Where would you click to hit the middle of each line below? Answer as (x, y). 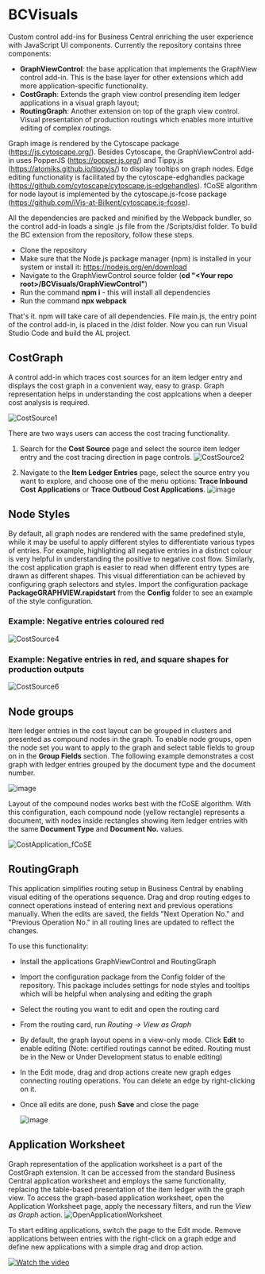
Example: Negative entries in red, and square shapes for (119, 659)
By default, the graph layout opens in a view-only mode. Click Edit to (132, 1040)
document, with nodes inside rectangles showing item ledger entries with (128, 820)
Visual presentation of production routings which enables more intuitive (136, 119)
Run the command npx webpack (73, 300)
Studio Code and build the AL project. (69, 333)
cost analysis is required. (49, 402)
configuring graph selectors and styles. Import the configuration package (128, 584)
